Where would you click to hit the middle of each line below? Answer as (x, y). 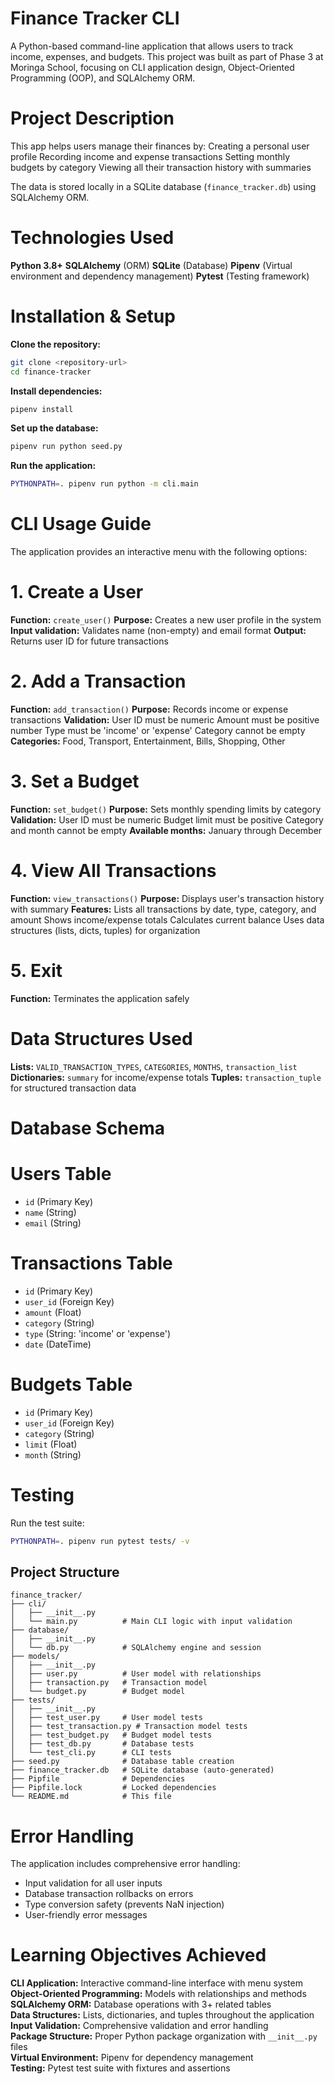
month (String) (53, 1454)
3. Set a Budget (75, 781)
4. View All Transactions (113, 871)
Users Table (61, 1174)
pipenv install (42, 409)
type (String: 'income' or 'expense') (98, 1333)
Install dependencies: (56, 391)
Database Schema (88, 1128)
